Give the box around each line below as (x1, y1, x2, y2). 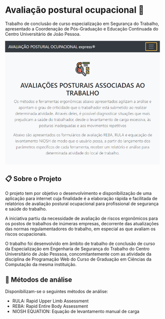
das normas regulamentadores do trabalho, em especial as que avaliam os (5, 226, 156, 232)
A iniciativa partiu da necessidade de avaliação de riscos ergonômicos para (5, 215, 158, 221)
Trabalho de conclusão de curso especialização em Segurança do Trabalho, (5, 21, 160, 27)
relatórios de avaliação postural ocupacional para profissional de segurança (5, 201, 159, 207)
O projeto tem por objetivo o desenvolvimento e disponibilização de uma (5, 190, 152, 196)
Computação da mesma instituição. (5, 261, 77, 267)
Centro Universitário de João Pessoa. (5, 31, 81, 37)
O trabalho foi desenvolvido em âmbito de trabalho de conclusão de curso (5, 240, 156, 246)
